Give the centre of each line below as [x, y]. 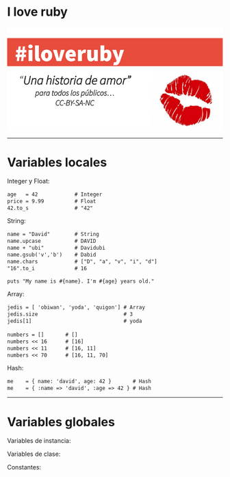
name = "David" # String [53, 234]
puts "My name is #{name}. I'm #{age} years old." [81, 281]
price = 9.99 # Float [52, 202]
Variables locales [57, 162]
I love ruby [38, 12]
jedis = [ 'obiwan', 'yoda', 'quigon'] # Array [76, 308]
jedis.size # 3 [70, 314]
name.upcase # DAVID [52, 241]
